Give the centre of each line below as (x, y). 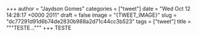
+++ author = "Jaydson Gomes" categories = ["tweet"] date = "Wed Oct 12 (98, 9)
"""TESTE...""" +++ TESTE (39, 28)
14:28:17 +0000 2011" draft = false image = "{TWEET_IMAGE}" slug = (92, 15)
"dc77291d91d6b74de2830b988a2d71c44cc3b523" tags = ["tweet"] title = (99, 21)
